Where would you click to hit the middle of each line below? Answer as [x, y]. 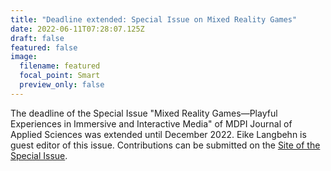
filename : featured [60, 66]
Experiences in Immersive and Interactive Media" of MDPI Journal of [151, 123]
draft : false [37, 38]
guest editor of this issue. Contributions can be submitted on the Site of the [165, 145]
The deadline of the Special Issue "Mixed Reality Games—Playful [144, 113]
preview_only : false [62, 85]
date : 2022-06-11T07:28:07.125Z [77, 29]
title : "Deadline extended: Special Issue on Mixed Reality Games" [154, 19]
